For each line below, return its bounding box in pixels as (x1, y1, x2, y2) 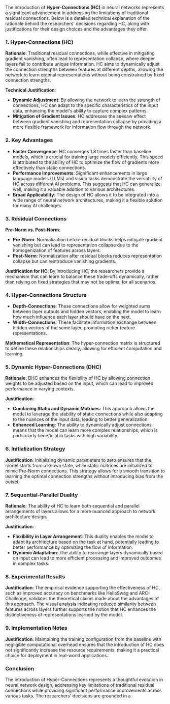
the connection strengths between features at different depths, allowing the (5, 66, 163, 73)
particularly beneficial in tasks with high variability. (12, 433, 119, 439)
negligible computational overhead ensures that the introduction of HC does (5, 641, 164, 647)
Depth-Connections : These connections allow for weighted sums (12, 303, 151, 309)
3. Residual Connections (5, 215, 67, 222)
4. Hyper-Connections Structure (5, 291, 87, 298)
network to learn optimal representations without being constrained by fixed (5, 72, 164, 78)
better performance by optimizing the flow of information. (12, 544, 133, 550)
